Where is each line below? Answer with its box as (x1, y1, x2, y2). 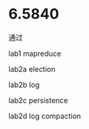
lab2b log (8, 80, 40, 89)
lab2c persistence (8, 95, 69, 105)
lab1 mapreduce (8, 48, 61, 58)
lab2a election (8, 64, 56, 73)
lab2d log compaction (8, 110, 82, 121)
